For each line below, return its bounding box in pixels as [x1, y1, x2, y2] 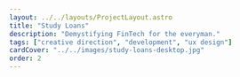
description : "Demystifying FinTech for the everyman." [9, 29, 220, 38]
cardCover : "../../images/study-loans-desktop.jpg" [9, 46, 204, 55]
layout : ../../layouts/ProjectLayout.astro [9, 12, 173, 22]
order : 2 [9, 54, 42, 63]
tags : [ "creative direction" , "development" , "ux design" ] [9, 37, 233, 47]
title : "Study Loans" [9, 21, 90, 30]
